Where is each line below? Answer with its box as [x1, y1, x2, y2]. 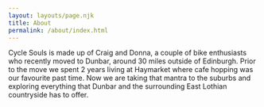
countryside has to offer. [8, 90, 89, 100]
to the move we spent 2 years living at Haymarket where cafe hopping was [8, 65, 254, 75]
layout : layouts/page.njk [8, 11, 94, 20]
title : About [8, 19, 52, 27]
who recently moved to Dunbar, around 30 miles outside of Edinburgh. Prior [8, 56, 256, 66]
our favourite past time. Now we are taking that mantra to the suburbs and [8, 73, 251, 83]
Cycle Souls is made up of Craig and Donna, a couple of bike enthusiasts [8, 48, 247, 58]
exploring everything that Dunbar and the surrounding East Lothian [8, 82, 227, 91]
